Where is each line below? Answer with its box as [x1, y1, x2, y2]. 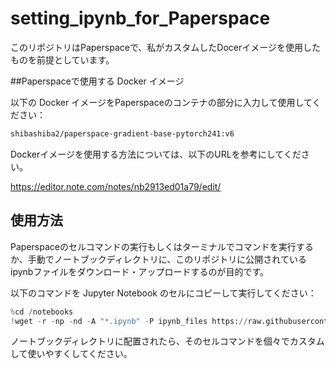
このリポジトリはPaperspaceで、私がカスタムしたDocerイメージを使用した [10, 41, 322, 53]
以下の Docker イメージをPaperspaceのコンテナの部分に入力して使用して [10, 96, 313, 108]
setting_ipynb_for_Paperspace [10, 7, 271, 30]
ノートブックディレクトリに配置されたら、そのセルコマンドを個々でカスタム [10, 335, 325, 347]
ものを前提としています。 [10, 53, 115, 66]
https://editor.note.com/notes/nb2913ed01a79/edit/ [10, 180, 222, 192]
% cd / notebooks [10, 307, 74, 317]
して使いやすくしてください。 [10, 348, 133, 360]
